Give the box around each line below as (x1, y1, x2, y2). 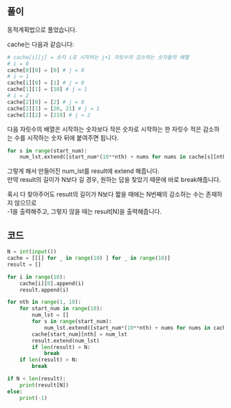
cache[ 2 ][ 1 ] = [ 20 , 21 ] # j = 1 (7, 105, 100, 112)
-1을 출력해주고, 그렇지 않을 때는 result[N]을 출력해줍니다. (7, 207, 162, 216)
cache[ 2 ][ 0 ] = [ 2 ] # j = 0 (7, 99, 85, 105)
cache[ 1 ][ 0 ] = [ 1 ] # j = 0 (7, 79, 85, 87)
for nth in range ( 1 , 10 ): (7, 298, 81, 306)
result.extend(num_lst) (32, 337, 100, 344)
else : (7, 388, 23, 395)
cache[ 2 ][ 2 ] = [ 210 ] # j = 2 (7, 112, 91, 119)
